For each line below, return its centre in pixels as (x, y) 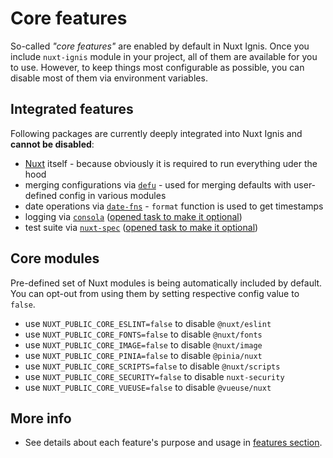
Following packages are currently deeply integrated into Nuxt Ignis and (156, 133)
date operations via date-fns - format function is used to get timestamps (174, 206)
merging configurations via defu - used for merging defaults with (158, 184)
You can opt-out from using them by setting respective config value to (155, 293)
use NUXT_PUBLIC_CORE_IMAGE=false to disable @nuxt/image (143, 344)
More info (41, 418)
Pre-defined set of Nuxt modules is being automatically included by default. (166, 283)
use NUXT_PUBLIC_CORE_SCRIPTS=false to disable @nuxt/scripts (152, 366)
